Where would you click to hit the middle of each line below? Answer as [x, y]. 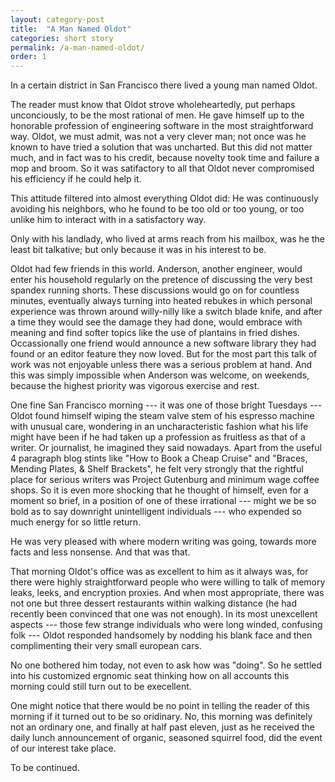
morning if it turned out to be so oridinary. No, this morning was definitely [161, 717]
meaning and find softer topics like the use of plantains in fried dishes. [155, 333]
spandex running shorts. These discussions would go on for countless [155, 290]
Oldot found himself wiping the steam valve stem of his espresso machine [162, 416]
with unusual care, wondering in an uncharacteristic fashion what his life [159, 427]
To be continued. [45, 768]
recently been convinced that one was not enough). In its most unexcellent [164, 614]
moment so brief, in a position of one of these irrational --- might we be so [163, 501]
